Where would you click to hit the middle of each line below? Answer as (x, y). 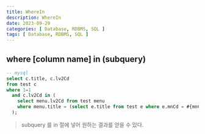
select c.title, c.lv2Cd (38, 79)
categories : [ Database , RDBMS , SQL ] (56, 29)
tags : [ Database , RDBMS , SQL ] (47, 35)
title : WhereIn (26, 12)
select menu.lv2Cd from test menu (61, 101)
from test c (21, 84)
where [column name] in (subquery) (76, 59)
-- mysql (17, 73)
